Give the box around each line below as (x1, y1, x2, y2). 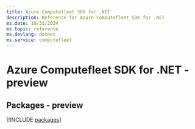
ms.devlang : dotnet (6, 31, 56, 38)
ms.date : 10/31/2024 (6, 20, 59, 26)
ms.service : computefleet (6, 37, 72, 43)
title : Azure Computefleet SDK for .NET (6, 8, 111, 15)
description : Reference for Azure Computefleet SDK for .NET (6, 15, 165, 21)
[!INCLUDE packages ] (6, 116, 62, 123)
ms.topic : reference (6, 25, 59, 32)
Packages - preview (6, 100, 83, 110)
